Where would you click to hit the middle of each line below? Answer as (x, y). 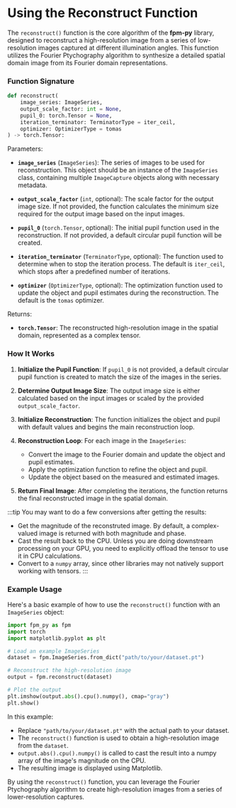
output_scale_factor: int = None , (71, 109)
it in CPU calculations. (50, 556)
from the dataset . (43, 745)
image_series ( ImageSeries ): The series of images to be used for (111, 163)
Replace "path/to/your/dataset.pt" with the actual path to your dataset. (123, 730)
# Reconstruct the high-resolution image (69, 670)
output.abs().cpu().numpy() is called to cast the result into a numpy (117, 753)
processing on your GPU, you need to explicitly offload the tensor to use (123, 548)
